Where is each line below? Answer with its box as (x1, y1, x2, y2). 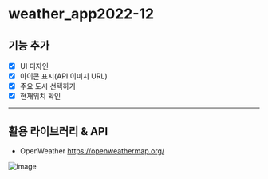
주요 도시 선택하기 (19, 82, 76, 91)
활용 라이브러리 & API (8, 125, 108, 138)
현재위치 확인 (19, 91, 61, 101)
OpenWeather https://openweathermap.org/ (19, 146, 165, 156)
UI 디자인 (19, 62, 49, 70)
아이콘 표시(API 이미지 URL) (19, 71, 108, 81)
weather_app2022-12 (8, 5, 154, 23)
